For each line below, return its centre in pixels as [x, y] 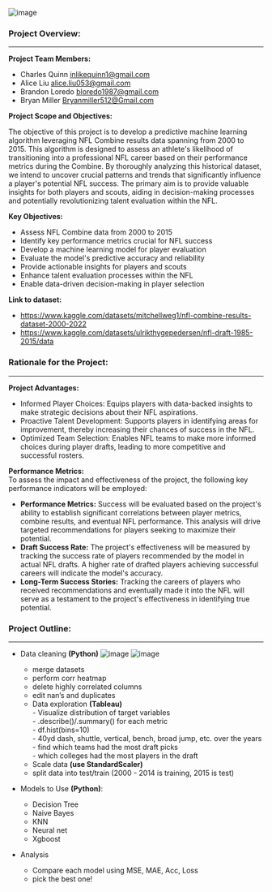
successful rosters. [52, 455]
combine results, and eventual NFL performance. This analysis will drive [140, 521]
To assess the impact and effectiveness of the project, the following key [128, 480]
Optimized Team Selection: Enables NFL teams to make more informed [138, 437]
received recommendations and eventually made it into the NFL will [132, 590]
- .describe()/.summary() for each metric [100, 721]
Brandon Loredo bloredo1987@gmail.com [89, 92]
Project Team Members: [50, 59]
